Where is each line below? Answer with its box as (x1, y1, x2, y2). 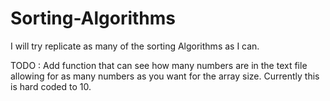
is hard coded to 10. (10, 80, 92, 92)
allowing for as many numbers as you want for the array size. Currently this (10, 70, 320, 82)
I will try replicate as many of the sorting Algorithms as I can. (10, 40, 260, 52)
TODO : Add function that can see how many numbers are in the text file (10, 59, 308, 71)
